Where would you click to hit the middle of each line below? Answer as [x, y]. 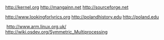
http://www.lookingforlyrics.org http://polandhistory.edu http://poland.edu [82, 17]
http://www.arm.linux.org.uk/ [36, 26]
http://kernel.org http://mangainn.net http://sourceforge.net [67, 7]
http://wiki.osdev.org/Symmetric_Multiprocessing [57, 32]
